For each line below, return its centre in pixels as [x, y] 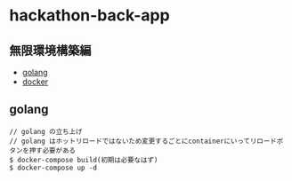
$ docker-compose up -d [53, 168]
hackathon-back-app [90, 16]
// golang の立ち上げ [46, 131]
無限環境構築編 [50, 50]
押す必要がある [52, 150]
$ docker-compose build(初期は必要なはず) [84, 160]
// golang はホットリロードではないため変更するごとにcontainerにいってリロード [143, 141]
